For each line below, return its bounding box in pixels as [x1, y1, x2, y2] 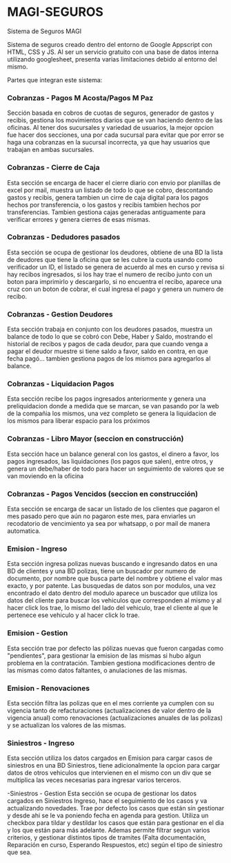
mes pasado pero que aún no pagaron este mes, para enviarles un [7, 512, 196, 520]
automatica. [7, 527, 41, 535]
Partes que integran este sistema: [7, 75, 103, 84]
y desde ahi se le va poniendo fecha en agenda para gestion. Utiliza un [7, 811, 209, 819]
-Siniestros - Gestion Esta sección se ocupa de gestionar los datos [7, 789, 197, 798]
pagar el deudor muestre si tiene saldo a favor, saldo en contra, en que [7, 347, 208, 356]
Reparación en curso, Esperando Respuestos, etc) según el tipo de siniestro [7, 841, 223, 849]
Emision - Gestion [7, 628, 68, 638]
